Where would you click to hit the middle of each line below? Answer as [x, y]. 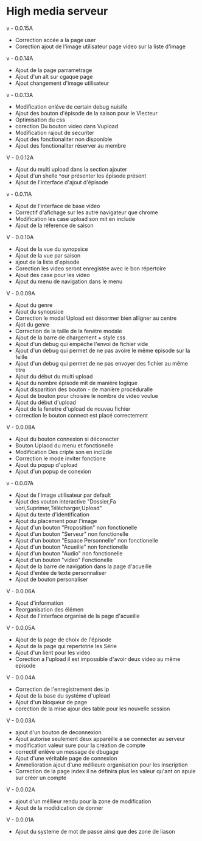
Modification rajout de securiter [54, 132]
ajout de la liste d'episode [47, 262]
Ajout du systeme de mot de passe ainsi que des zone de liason [95, 831]
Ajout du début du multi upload [54, 376]
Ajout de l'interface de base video [57, 206]
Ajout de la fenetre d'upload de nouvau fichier [73, 409]
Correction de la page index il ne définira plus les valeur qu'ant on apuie [105, 771]
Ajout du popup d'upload [46, 464]
